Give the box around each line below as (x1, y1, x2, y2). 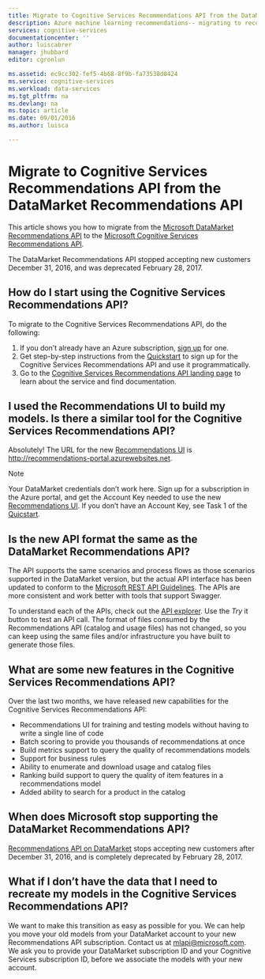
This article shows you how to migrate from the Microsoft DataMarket (8, 222, 234, 232)
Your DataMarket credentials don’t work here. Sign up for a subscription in (8, 484, 250, 494)
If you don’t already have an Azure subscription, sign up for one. (19, 343, 229, 352)
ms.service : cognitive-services (8, 77, 114, 85)
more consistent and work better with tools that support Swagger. (8, 591, 222, 601)
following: (8, 328, 40, 337)
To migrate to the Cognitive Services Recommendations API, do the (8, 319, 227, 328)
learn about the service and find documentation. (19, 377, 177, 386)
